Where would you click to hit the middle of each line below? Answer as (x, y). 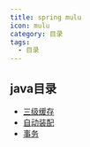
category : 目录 (37, 34)
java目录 (34, 88)
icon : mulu (30, 26)
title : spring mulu (46, 17)
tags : (20, 42)
